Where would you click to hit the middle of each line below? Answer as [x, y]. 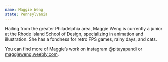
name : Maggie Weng [24, 10]
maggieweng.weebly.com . [32, 54]
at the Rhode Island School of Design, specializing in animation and [74, 34]
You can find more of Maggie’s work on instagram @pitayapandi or [74, 49]
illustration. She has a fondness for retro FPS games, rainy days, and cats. [81, 39]
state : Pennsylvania [27, 14]
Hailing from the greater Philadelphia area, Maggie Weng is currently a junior [84, 28]
